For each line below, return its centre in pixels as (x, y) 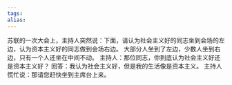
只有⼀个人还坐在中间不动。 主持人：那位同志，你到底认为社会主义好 (117, 57)
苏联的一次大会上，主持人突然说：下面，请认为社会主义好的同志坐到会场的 (113, 40)
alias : (17, 20)
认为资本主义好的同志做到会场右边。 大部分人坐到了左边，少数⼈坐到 (117, 49)
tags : (15, 13)
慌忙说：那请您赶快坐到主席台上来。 (59, 74)
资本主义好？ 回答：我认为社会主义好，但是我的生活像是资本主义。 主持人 (117, 66)
